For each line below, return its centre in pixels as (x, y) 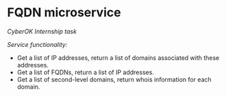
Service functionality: (37, 44)
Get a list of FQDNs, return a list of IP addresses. (85, 72)
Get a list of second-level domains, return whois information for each (114, 79)
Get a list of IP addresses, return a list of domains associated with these (118, 58)
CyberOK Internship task (42, 31)
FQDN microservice (64, 13)
